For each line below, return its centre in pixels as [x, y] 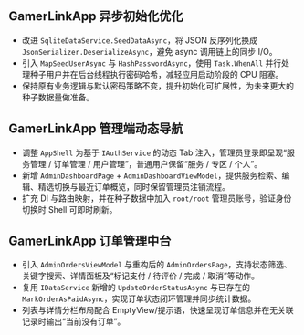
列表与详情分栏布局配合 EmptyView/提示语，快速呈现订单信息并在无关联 [157, 310]
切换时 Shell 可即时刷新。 [69, 209]
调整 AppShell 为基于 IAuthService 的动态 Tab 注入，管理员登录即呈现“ [154, 152]
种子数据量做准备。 [58, 97]
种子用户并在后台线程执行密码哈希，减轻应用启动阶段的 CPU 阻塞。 [157, 74]
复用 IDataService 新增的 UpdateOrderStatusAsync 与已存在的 [136, 288]
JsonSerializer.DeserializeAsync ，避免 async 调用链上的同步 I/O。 [149, 51]
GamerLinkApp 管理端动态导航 [96, 129]
